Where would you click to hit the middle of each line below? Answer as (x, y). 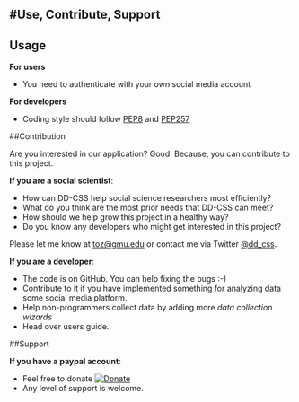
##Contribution (37, 136)
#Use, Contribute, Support (85, 15)
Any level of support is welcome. (83, 389)
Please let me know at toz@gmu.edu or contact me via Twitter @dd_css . (143, 244)
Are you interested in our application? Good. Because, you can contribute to (149, 154)
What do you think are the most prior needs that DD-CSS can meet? (148, 208)
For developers (38, 101)
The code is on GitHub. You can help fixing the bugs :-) (124, 279)
